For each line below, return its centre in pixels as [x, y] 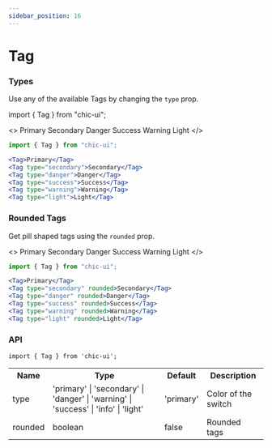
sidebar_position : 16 [45, 16]
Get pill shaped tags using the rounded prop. [82, 236]
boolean [68, 427]
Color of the [229, 394]
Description [233, 375]
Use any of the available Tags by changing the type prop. [104, 99]
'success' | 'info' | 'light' [98, 408]
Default [182, 375]
